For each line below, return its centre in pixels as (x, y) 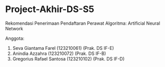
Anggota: (15, 38)
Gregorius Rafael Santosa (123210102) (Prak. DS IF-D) (68, 58)
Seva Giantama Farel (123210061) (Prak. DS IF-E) (63, 48)
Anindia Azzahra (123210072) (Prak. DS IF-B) (59, 53)
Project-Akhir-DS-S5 (50, 9)
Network (14, 28)
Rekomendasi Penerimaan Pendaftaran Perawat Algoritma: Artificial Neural (83, 23)
